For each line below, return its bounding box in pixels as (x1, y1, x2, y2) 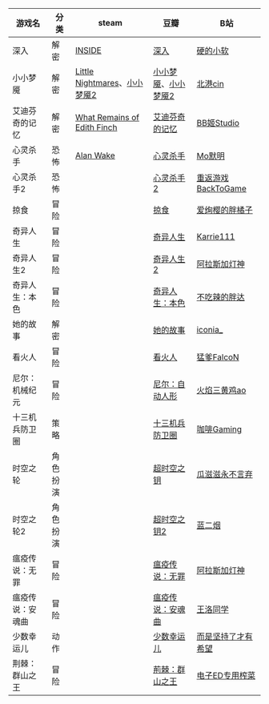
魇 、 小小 (153, 78, 186, 89)
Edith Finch (74, 122, 118, 133)
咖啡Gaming (196, 424, 243, 435)
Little (74, 66, 94, 77)
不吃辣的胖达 (196, 292, 246, 303)
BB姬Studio (196, 118, 240, 128)
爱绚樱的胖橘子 (196, 204, 254, 215)
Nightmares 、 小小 (74, 78, 143, 88)
